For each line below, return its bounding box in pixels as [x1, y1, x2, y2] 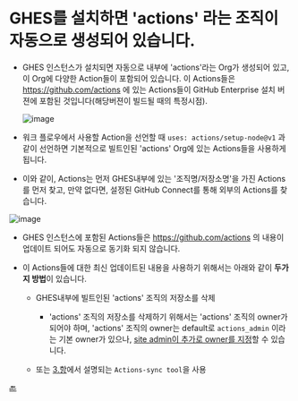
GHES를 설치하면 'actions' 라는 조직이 [9, 8, 279, 29]
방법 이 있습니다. [30, 273, 88, 284]
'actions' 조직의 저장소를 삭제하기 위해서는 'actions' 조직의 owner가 [48, 311, 288, 322]
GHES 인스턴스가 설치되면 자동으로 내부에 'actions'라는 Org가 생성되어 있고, [21, 62, 290, 73]
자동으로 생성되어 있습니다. [9, 30, 195, 51]
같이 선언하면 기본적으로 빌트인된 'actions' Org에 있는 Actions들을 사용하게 [21, 142, 286, 153]
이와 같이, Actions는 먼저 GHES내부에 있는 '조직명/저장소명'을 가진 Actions [21, 173, 286, 183]
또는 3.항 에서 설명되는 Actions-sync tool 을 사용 [35, 363, 207, 374]
